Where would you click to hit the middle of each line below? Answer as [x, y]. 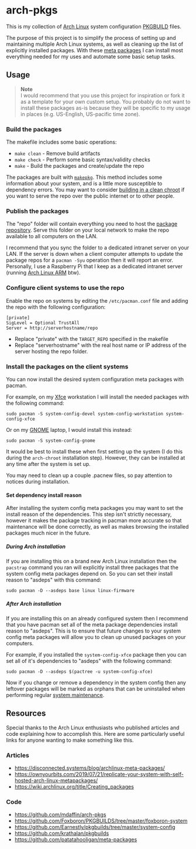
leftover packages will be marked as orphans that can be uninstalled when [96, 689]
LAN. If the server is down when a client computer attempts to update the [94, 254]
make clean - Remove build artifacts [57, 154]
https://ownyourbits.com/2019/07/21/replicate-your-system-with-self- [99, 774]
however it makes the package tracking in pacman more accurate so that [94, 520]
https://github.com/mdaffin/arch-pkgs [60, 815]
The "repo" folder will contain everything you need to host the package [92, 224]
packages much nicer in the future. [48, 533]
